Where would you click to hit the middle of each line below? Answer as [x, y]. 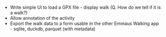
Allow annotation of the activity [42, 18]
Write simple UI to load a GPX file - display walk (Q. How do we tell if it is [85, 7]
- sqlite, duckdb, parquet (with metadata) [53, 29]
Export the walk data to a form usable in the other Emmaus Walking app [84, 23]
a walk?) [19, 13]
